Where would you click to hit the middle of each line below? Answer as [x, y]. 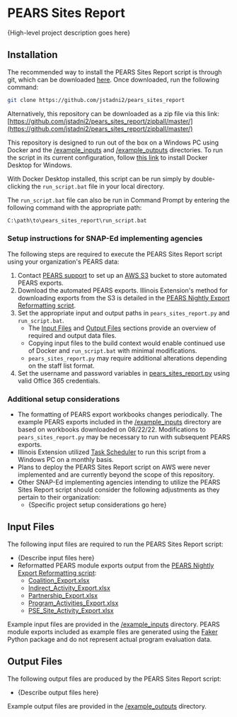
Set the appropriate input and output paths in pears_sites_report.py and [123, 312]
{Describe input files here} [56, 558]
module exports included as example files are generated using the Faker [112, 631]
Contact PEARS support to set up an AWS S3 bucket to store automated [122, 275]
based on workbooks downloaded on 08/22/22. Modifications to [112, 429]
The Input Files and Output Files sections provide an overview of [122, 328]
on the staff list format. [61, 366]
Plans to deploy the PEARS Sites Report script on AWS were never [114, 467]
